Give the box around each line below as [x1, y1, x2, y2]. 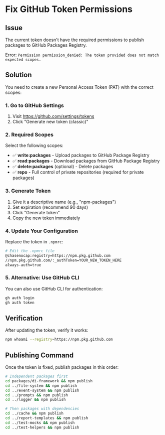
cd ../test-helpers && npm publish [5, 425, 79, 430]
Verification [5, 314, 43, 322]
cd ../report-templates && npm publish [5, 415, 88, 421]
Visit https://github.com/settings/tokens [12, 113, 94, 119]
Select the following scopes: [5, 142, 63, 149]
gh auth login [5, 295, 35, 301]
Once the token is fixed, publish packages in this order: [5, 364, 119, 370]
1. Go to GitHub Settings [5, 102, 64, 109]
